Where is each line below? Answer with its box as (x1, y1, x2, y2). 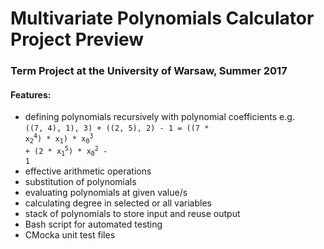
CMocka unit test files (24, 229, 116, 241)
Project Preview (10, 28, 145, 51)
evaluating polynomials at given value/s (24, 187, 188, 198)
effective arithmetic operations (24, 165, 152, 177)
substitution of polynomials (24, 176, 137, 187)
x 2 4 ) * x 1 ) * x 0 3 (24, 132, 94, 146)
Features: (10, 88, 52, 101)
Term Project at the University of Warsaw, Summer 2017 (10, 64, 288, 78)
